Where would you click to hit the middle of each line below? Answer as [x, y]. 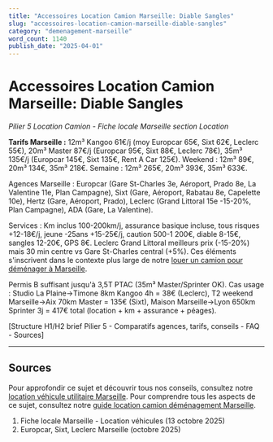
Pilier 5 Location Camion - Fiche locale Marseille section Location [119, 126]
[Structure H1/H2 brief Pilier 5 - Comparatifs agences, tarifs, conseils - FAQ [134, 326]
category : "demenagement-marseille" [70, 31]
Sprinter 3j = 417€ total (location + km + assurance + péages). [113, 311]
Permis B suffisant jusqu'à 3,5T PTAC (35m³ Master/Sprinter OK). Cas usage [136, 285]
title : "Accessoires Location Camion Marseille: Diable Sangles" [121, 16]
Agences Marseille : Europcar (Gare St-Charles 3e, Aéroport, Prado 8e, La [132, 184]
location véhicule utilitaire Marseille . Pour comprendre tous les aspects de [132, 396]
